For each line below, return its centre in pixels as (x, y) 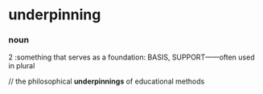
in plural (22, 66)
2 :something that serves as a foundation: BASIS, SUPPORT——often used (131, 57)
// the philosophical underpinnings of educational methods (107, 81)
